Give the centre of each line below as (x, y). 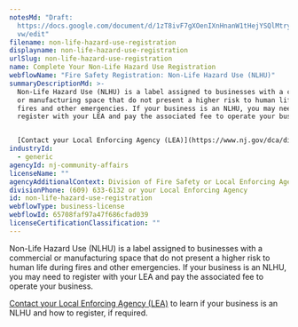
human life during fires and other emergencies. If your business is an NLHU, (148, 267)
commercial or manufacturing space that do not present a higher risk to (140, 258)
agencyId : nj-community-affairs (69, 165)
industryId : (31, 149)
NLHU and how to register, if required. (78, 313)
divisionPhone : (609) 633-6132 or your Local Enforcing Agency (129, 190)
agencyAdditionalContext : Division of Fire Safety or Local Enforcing (142, 182)
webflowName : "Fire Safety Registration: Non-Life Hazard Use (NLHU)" (142, 76)
